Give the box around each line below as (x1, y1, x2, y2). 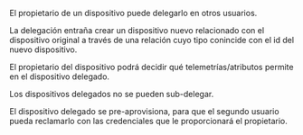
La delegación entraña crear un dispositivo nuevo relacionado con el (9, 25, 265, 35)
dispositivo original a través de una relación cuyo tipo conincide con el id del (9, 35, 295, 45)
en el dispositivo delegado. (9, 71, 110, 82)
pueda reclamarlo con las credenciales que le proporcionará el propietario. (9, 116, 288, 126)
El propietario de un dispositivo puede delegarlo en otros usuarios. (9, 8, 258, 18)
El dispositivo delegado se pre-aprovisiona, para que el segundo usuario (9, 106, 279, 116)
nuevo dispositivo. (9, 44, 78, 55)
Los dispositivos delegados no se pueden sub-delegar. (9, 89, 214, 99)
